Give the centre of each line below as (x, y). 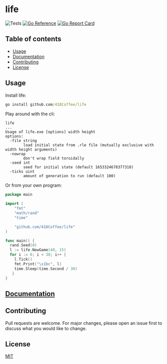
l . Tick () (23, 260)
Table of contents (33, 39)
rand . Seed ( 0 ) (23, 245)
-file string (23, 141)
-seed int (20, 163)
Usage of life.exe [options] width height (50, 132)
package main (19, 195)
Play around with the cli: (30, 114)
